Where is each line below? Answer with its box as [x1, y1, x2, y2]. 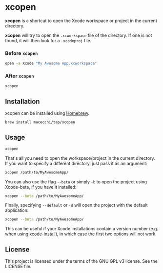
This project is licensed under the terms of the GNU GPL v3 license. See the [5, 258, 158, 264]
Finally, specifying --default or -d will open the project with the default [5, 202, 148, 208]
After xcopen [5, 73, 34, 79]
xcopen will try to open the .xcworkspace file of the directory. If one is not [5, 32, 152, 38]
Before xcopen [5, 50, 38, 56]
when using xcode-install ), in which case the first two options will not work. [5, 231, 157, 237]
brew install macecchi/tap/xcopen [5, 120, 76, 125]
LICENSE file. [5, 264, 32, 270]
